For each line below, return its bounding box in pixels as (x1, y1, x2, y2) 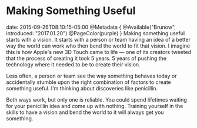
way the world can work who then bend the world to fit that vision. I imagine (6, 42, 190, 49)
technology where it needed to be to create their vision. (6, 60, 141, 68)
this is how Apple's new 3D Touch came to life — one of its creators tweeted (6, 48, 192, 55)
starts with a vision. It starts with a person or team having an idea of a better (6, 36, 191, 43)
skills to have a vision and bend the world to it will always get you (6, 109, 164, 116)
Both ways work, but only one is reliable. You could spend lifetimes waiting (6, 96, 187, 103)
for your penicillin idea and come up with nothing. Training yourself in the (6, 102, 183, 109)
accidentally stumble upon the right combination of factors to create (6, 78, 172, 86)
